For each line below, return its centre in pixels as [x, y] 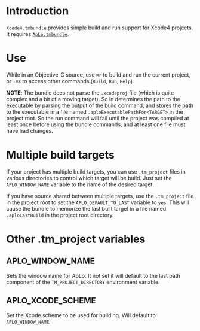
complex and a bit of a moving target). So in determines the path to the [93, 99]
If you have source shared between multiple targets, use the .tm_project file [100, 196]
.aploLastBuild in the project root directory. [60, 215]
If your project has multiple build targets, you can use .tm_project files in [96, 171]
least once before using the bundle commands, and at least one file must [96, 124]
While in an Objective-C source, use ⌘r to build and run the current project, [99, 75]
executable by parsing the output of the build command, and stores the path [100, 105]
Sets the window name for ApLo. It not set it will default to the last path [93, 275]
